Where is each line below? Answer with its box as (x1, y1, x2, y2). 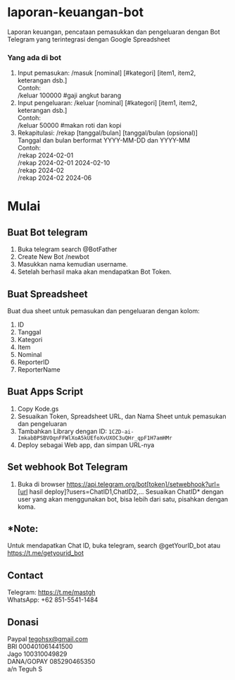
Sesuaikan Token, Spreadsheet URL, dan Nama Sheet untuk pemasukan (17, 412, 227, 420)
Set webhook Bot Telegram (7, 461, 128, 473)
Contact (7, 569, 44, 581)
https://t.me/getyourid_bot (7, 549, 84, 557)
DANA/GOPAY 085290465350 (7, 657, 96, 666)
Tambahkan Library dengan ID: (17, 427, 108, 435)
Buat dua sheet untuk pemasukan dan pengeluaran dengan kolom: (7, 307, 201, 315)
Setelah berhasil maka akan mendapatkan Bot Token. (17, 267, 172, 276)
